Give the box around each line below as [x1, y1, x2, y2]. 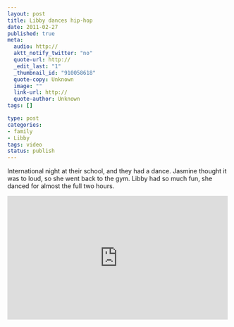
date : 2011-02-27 [7, 23, 58, 30]
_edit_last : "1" [13, 63, 61, 70]
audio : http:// [13, 43, 58, 50]
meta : [7, 37, 23, 44]
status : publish [7, 147, 55, 155]
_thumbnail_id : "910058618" [13, 69, 97, 76]
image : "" [13, 82, 42, 90]
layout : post [7, 10, 46, 18]
